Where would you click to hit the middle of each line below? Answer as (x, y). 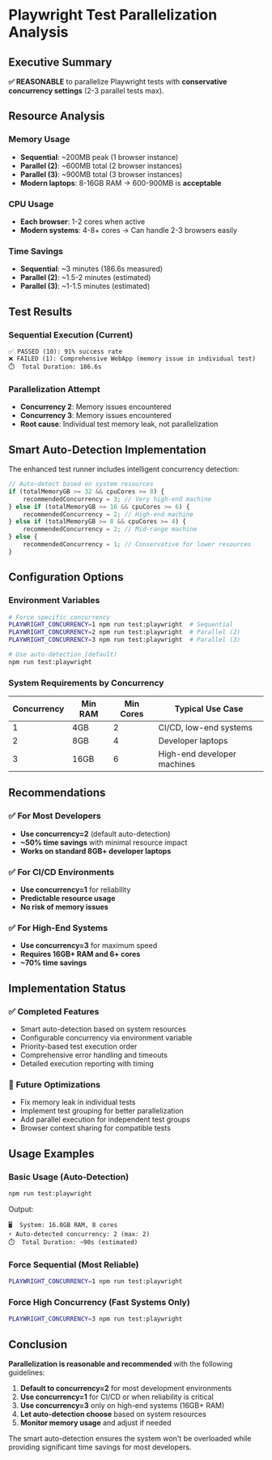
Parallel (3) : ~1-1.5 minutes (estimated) (85, 286)
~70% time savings (53, 963)
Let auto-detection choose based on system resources (113, 1415)
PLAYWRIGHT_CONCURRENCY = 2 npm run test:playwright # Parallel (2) (125, 632)
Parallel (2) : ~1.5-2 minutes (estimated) (85, 278)
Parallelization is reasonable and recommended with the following (121, 1364)
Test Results (40, 311)
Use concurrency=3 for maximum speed (89, 945)
